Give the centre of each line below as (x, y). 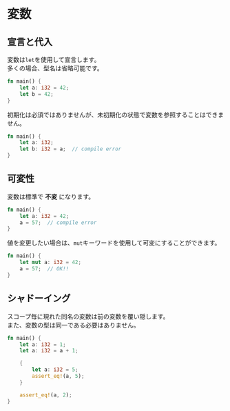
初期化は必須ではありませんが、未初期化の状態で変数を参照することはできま (116, 114)
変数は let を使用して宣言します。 (54, 60)
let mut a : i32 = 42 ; (50, 263)
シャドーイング (39, 298)
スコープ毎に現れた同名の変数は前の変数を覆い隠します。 (88, 316)
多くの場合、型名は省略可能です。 (55, 68)
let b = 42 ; (36, 94)
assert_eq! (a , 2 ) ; (46, 395)
